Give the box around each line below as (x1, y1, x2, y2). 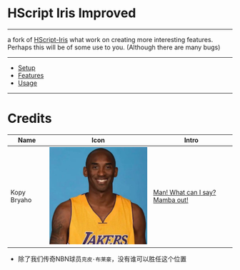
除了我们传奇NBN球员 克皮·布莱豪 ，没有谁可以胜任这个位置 (17, 254, 187, 263)
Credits (7, 111, 52, 126)
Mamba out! (153, 196, 189, 204)
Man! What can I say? (153, 188, 216, 197)
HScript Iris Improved (7, 5, 136, 21)
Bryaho (10, 196, 32, 204)
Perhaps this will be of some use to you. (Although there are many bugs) (7, 43, 221, 51)
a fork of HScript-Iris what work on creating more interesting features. (7, 35, 214, 44)
